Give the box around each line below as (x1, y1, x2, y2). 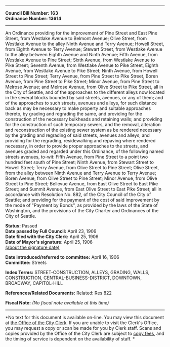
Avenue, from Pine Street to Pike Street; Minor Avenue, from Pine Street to (5, 79, 160, 84)
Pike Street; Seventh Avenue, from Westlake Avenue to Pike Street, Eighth (5, 62, 158, 68)
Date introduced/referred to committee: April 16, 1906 (5, 254, 120, 260)
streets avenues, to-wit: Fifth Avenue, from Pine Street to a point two (5, 154, 148, 160)
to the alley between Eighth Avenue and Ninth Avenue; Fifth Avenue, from (5, 52, 158, 57)
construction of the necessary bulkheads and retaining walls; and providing (5, 116, 163, 122)
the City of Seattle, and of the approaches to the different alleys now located (5, 89, 165, 95)
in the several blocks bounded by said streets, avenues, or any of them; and (5, 95, 163, 100)
